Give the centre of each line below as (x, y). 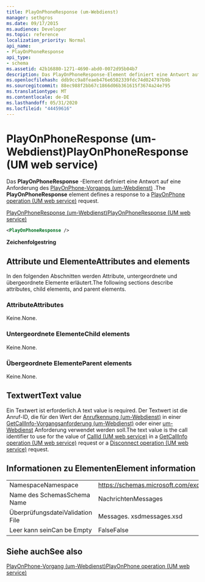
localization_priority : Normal (46, 40)
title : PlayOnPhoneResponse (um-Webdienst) (63, 12)
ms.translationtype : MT (37, 92)
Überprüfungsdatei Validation (51, 512)
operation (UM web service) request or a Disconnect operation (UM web (98, 443)
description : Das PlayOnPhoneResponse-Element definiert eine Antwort (98, 75)
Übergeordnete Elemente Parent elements (69, 363)
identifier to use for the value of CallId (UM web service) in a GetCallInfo (97, 436)
